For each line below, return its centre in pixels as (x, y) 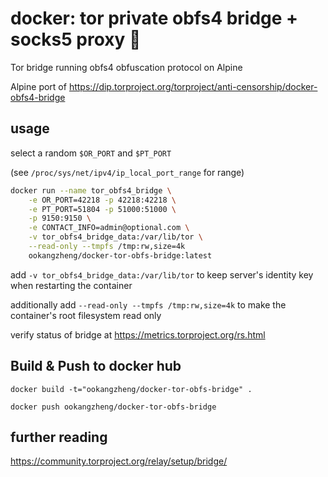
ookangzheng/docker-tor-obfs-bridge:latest (120, 255)
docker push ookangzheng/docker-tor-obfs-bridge (113, 407)
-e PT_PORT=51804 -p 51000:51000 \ (102, 209)
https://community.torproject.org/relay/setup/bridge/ (119, 461)
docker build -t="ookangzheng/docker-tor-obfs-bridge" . (131, 389)
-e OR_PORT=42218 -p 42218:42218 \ (102, 200)
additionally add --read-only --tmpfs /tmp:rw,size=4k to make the (148, 304)
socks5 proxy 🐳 (76, 39)
